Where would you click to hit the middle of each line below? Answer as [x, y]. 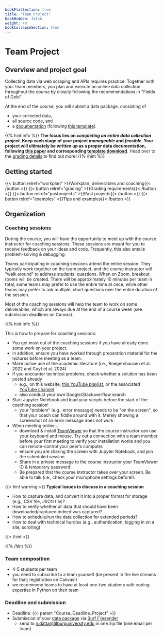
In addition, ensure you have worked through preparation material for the [85, 353]
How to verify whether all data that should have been [65, 506]
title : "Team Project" [28, 14]
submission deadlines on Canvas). [39, 314]
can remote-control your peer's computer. [61, 446]
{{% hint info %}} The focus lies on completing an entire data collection [78, 136]
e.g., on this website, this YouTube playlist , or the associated [80, 384]
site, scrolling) [26, 527]
